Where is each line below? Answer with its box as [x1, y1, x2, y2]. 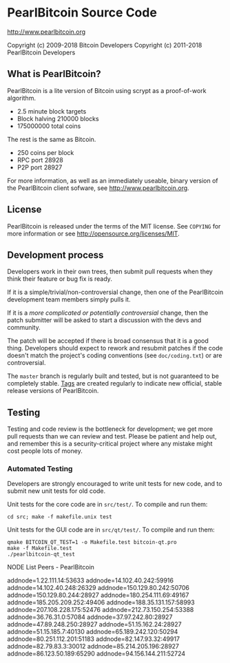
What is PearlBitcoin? [7, 68, 101, 80]
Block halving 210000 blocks [17, 114, 99, 123]
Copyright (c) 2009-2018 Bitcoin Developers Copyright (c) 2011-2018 [7, 41, 202, 49]
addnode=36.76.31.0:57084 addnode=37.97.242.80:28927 [7, 613, 173, 621]
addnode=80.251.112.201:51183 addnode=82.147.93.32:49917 [7, 635, 180, 643]
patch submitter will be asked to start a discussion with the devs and [7, 316, 202, 324]
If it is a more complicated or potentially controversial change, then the [7, 308, 209, 317]
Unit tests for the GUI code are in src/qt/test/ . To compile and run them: [7, 525, 215, 534]
